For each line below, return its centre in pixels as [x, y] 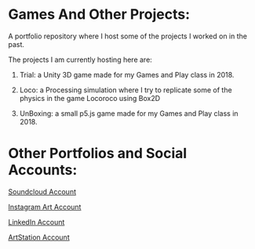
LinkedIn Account [36, 222]
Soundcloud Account [42, 191]
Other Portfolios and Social [98, 153]
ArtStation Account [39, 237]
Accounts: [43, 170]
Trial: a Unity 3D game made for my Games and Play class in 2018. [127, 74]
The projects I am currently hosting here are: [80, 60]
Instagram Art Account [45, 207]
